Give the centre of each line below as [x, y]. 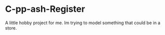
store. [11, 28]
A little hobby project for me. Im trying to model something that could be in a [83, 23]
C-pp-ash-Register [45, 9]
